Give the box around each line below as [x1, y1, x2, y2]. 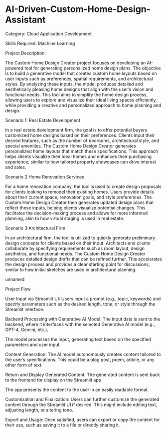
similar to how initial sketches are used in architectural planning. [5, 266, 137, 272]
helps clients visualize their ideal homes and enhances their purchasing [5, 153, 152, 159]
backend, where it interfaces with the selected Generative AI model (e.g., [5, 321, 156, 327]
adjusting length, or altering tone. [5, 406, 74, 413]
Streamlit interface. [5, 306, 45, 312]
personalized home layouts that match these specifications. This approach [5, 148, 159, 154]
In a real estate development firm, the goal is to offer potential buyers [5, 126, 148, 133]
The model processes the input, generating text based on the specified [5, 336, 151, 342]
